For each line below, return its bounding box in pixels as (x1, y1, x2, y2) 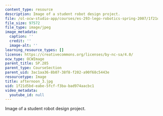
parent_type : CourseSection (5, 66, 62, 71)
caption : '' (9, 34, 34, 39)
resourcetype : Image (5, 74, 47, 79)
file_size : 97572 (5, 20, 40, 26)
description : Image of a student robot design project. (5, 12, 120, 16)
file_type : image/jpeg (5, 25, 51, 30)
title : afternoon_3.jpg (5, 79, 53, 84)
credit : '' (9, 39, 32, 43)
